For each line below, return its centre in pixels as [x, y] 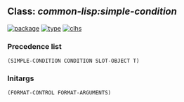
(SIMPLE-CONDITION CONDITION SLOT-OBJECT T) [73, 61]
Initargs [21, 78]
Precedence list [34, 46]
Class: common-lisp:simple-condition [92, 12]
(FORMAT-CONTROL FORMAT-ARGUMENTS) [59, 93]
